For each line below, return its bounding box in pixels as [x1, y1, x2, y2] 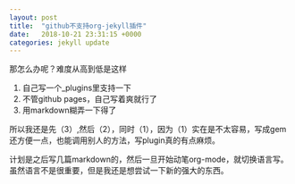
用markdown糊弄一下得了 [21, 105, 117, 116]
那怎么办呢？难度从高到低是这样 [9, 63, 127, 74]
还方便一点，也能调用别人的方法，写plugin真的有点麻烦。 [9, 135, 221, 146]
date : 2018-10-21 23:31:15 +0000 [9, 29, 142, 38]
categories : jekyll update [9, 38, 110, 47]
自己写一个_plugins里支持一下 [21, 82, 132, 94]
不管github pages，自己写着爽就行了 [21, 94, 158, 105]
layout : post [9, 13, 58, 22]
